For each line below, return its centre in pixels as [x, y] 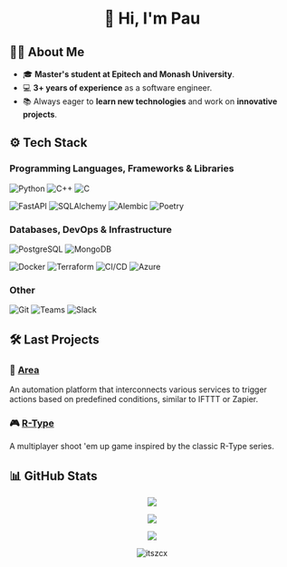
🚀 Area [24, 370]
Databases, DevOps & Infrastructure [91, 229]
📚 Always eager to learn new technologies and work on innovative [150, 101]
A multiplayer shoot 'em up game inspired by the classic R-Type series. [142, 447]
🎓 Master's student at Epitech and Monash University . [129, 74]
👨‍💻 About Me [47, 52]
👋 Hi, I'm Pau [152, 19]
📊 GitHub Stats [53, 476]
